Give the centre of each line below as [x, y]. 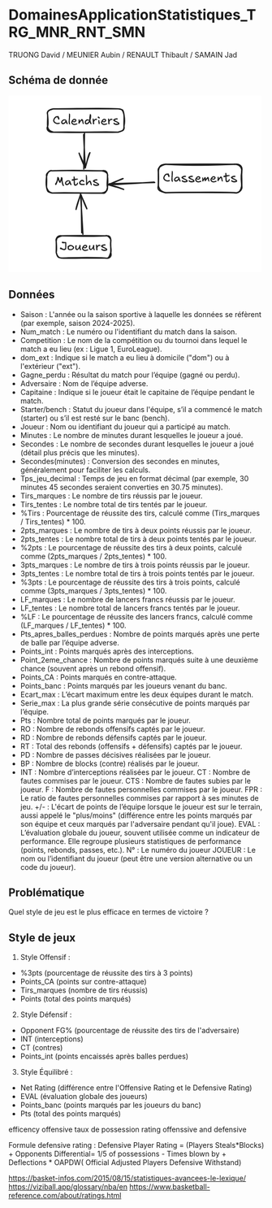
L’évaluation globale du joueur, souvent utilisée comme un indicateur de [140, 832]
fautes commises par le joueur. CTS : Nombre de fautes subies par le [136, 780]
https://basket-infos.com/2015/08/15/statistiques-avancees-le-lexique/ [127, 1178]
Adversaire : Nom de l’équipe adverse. [84, 383]
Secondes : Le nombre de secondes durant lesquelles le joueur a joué [137, 444]
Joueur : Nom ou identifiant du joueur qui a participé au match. [125, 426]
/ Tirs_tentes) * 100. [53, 521]
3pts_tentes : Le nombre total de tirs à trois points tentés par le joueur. [137, 573]
